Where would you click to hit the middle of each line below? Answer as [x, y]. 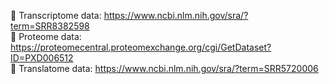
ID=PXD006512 [42, 58]
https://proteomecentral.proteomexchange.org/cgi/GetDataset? [141, 47]
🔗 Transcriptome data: [56, 15]
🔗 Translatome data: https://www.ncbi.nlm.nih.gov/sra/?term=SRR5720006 [164, 68]
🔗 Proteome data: [46, 36]
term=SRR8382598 [50, 26]
